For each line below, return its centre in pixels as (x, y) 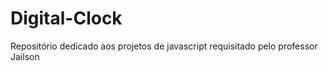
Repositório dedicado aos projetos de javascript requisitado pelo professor (164, 46)
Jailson (25, 56)
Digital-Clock (66, 18)
